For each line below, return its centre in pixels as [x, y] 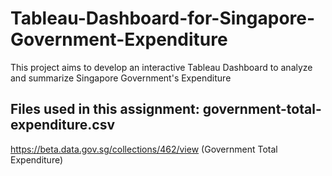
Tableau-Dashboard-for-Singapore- [163, 18]
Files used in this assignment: [105, 109]
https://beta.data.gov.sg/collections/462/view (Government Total [144, 149]
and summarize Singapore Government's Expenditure [121, 78]
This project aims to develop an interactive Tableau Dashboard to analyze [161, 67]
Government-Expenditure [119, 39]
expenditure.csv [63, 125]
